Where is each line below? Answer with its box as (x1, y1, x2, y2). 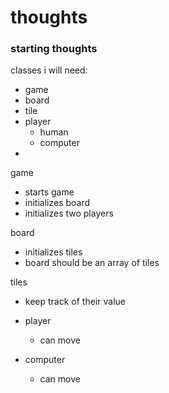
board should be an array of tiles (24, 257, 160, 269)
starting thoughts (10, 42, 98, 56)
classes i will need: (10, 64, 88, 76)
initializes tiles (24, 246, 83, 258)
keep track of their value (24, 296, 126, 308)
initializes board (24, 197, 91, 209)
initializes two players (24, 207, 114, 220)
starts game (24, 186, 75, 198)
